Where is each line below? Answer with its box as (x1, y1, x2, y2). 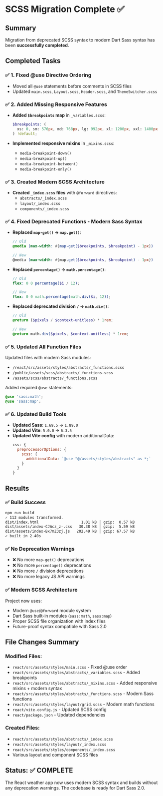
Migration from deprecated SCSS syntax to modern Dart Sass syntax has (5, 37, 156, 43)
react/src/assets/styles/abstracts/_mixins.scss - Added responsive (12, 680, 158, 686)
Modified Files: (5, 653, 42, 660)
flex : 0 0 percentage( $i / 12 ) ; (12, 281, 80, 286)
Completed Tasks (5, 56, 61, 65)
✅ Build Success (5, 499, 46, 506)
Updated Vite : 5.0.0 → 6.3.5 (12, 427, 72, 433)
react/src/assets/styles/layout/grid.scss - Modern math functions (12, 701, 155, 708)
